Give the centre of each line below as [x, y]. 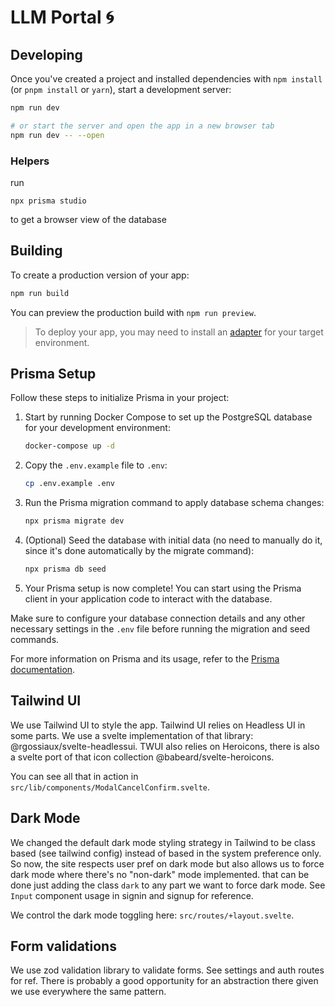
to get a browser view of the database [88, 219]
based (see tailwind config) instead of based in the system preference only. [166, 853]
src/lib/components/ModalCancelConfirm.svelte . [110, 787]
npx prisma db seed [65, 569]
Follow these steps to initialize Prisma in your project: [120, 398]
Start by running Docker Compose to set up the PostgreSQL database [168, 417]
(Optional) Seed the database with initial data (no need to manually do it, [173, 540]
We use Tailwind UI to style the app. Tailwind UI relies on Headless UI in [158, 725]
